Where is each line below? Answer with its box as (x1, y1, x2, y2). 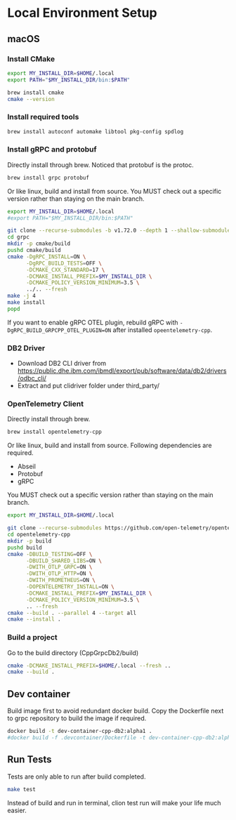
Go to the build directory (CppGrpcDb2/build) (7, 648, 139, 657)
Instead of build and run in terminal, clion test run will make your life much (7, 798, 221, 807)
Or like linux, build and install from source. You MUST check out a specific (7, 187, 222, 195)
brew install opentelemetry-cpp (7, 428, 102, 436)
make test (7, 786, 37, 793)
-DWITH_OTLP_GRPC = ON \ (25, 564, 93, 571)
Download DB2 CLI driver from (17, 359, 107, 368)
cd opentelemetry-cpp (7, 531, 71, 538)
